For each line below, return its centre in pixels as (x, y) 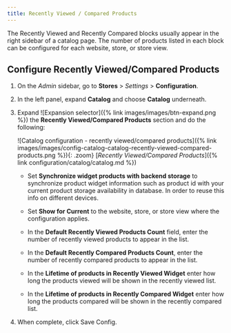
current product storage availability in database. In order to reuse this (126, 191)
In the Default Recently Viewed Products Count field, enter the (118, 232)
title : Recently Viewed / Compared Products (72, 13)
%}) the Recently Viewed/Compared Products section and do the (111, 120)
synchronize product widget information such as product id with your (125, 183)
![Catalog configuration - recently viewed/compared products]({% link (117, 141)
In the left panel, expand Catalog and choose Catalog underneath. (112, 99)
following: (31, 128)
